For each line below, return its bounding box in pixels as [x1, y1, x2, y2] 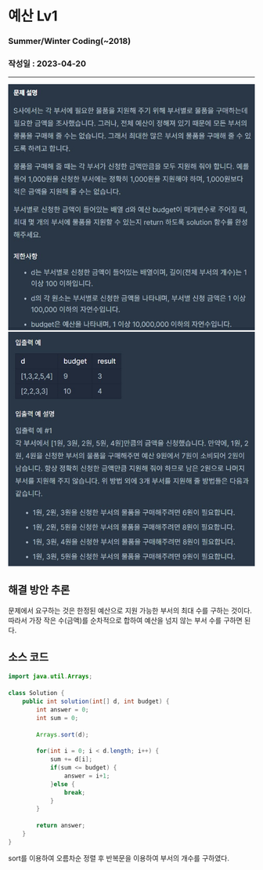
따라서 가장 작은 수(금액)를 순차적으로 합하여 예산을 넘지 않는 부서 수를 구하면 [8, 615, 243, 624]
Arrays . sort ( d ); [36, 730, 89, 738]
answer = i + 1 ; [63, 772, 110, 780]
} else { [49, 780, 76, 788]
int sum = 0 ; [36, 714, 79, 722]
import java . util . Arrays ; [8, 672, 92, 681]
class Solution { [8, 690, 65, 697]
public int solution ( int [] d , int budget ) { [22, 697, 170, 706]
